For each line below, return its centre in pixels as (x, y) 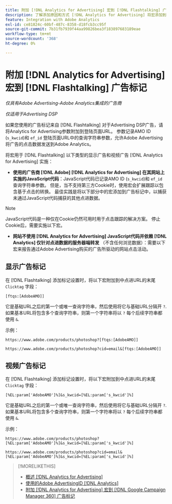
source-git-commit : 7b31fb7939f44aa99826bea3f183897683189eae (73, 29)
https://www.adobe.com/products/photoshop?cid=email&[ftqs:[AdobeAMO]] (83, 349)
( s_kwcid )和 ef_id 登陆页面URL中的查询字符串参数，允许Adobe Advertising (84, 138)
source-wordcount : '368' (32, 39)
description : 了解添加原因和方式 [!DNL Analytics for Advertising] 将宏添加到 (86, 15)
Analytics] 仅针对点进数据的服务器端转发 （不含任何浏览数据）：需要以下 (89, 242)
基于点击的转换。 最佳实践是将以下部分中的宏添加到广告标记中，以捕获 (92, 191)
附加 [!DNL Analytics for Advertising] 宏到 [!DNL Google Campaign (95, 490)
